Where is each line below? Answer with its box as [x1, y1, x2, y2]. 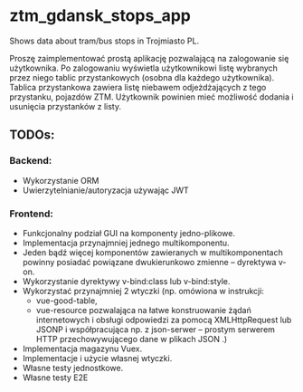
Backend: [9, 155, 52, 167]
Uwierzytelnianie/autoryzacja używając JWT [22, 185, 190, 196]
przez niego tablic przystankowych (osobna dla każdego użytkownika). [9, 72, 275, 82]
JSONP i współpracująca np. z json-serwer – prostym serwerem [35, 323, 276, 335]
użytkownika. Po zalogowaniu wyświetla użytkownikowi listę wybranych [9, 62, 279, 73]
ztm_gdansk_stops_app [9, 5, 192, 26]
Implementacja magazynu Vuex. [22, 343, 143, 354]
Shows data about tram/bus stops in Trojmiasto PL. [9, 35, 200, 46]
